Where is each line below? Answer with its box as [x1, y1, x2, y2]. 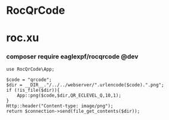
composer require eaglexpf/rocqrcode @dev [6, 52, 139, 61]
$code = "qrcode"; [6, 76, 52, 83]
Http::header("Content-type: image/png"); [6, 103, 113, 109]
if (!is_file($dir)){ [6, 87, 60, 93]
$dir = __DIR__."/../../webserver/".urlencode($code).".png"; [6, 82, 164, 88]
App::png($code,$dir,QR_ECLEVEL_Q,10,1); [17, 92, 121, 98]
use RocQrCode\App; [6, 66, 55, 72]
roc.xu [6, 31, 39, 45]
